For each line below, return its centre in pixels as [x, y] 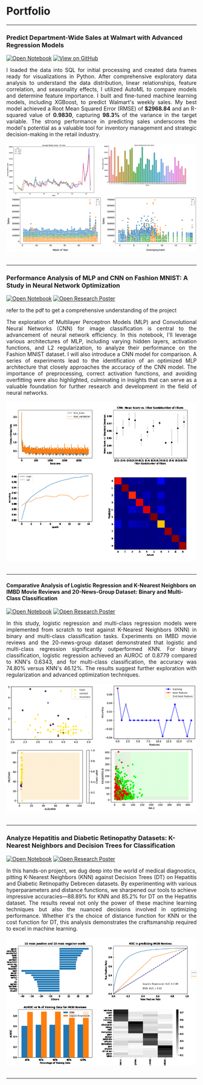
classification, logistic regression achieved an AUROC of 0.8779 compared [101, 656]
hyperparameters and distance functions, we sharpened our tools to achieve [101, 890]
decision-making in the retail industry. [53, 134]
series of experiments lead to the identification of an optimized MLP [101, 361]
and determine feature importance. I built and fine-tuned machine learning [101, 96]
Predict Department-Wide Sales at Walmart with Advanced [95, 38]
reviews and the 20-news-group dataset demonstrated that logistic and [101, 642]
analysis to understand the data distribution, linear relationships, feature [101, 83]
